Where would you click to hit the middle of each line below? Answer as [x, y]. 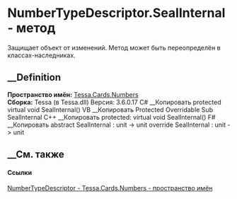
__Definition [34, 78]
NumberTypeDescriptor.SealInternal [116, 13]
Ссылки [20, 172]
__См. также [36, 155]
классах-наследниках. [41, 55]
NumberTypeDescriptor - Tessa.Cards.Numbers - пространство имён [110, 188]
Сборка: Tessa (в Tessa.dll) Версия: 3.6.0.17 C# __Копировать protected [114, 102]
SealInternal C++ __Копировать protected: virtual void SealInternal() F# [111, 117]
